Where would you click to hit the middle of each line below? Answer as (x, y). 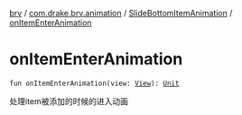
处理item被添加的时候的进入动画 (69, 101)
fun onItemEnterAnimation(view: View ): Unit (94, 83)
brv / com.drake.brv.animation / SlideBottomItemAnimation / (121, 13)
